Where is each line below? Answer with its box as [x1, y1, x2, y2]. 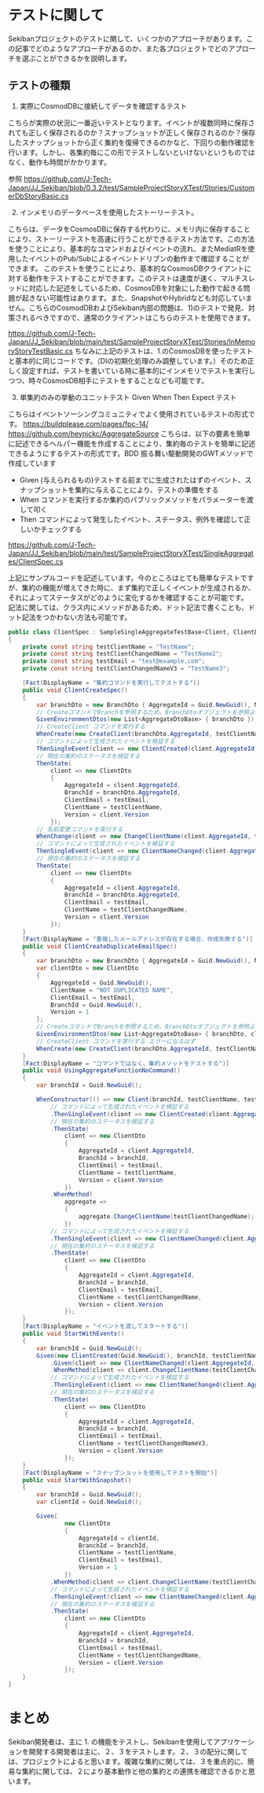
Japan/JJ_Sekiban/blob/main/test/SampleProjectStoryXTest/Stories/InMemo [8, 337, 255, 346]
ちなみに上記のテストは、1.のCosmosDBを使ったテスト [74, 346, 254, 356]
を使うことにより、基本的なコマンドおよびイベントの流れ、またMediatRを [8, 244, 248, 253]
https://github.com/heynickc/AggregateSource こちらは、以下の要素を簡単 [8, 429, 251, 438]
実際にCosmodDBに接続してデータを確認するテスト [19, 101, 187, 110]
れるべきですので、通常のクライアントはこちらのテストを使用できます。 [21, 312, 255, 322]
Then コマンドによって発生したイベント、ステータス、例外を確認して [19, 514, 244, 523]
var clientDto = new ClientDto [36, 964, 139, 972]
